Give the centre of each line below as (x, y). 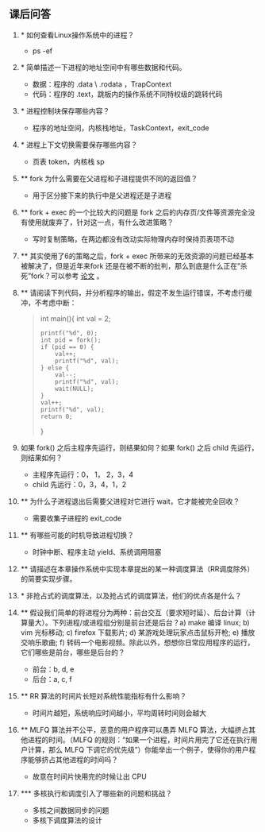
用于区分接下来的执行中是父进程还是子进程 (102, 195)
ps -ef (42, 51)
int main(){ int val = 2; (75, 318)
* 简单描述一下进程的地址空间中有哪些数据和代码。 (103, 67)
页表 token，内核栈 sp (69, 161)
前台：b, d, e (53, 669)
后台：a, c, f (52, 679)
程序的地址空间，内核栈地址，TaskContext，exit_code (121, 128)
